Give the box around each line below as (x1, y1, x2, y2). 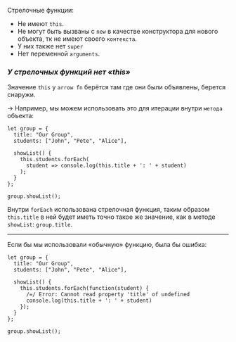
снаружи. (7, 91, 36, 99)
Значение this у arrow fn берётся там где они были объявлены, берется (7, 83, 226, 91)
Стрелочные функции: (7, 6, 74, 14)
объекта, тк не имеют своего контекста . (17, 34, 137, 43)
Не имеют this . (17, 20, 65, 27)
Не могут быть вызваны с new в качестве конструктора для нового (17, 27, 218, 35)
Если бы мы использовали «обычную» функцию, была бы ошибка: (7, 241, 207, 249)
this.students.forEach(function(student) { (20, 285, 150, 292)
